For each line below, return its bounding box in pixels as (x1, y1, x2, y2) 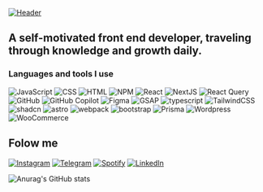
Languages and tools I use (8, 68, 114, 80)
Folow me (8, 137, 58, 151)
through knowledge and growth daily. (8, 44, 202, 58)
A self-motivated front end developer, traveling (8, 31, 252, 45)
